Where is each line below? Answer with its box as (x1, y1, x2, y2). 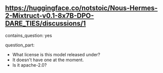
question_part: (5, 42, 35, 48)
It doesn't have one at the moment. (12, 57, 84, 63)
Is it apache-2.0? (12, 62, 47, 68)
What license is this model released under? (12, 51, 101, 57)
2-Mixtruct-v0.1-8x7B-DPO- (5, 12, 94, 20)
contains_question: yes (5, 32, 52, 38)
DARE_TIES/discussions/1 (5, 19, 86, 28)
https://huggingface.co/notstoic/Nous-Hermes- (5, 4, 158, 12)
